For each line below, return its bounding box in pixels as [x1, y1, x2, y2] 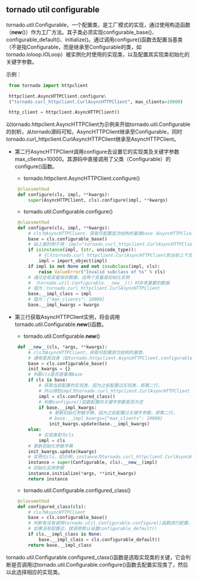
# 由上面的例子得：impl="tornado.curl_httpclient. [28, 241, 148, 247]
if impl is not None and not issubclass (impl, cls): [28, 263, 160, 269]
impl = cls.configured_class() [38, 393, 115, 399]
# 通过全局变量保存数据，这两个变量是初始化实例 [28, 275, 130, 280]
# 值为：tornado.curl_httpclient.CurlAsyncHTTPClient [28, 285, 160, 292]
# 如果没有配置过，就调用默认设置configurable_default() [28, 526, 157, 532]
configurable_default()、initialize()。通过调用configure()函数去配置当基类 [6, 35, 183, 43]
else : [28, 427, 42, 432]
